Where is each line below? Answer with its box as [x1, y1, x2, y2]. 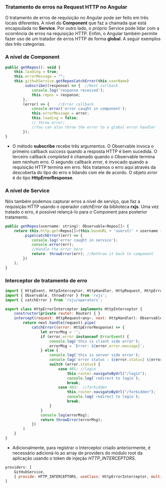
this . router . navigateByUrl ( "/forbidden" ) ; [67, 390, 156, 395]
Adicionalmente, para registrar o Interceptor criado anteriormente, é [12, 444, 151, 450]
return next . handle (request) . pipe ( [23, 320, 96, 326]
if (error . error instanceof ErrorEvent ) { [40, 334, 129, 339]
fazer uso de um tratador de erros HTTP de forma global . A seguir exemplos [5, 36, 161, 42]
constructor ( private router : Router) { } [14, 311, 100, 316]
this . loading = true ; [14, 70, 58, 74]
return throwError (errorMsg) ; [40, 417, 103, 422]
